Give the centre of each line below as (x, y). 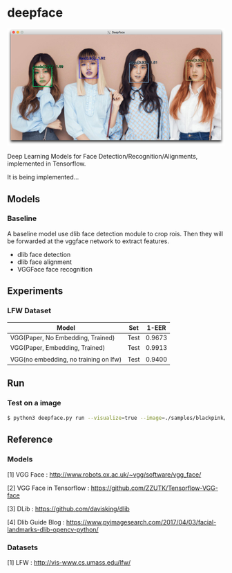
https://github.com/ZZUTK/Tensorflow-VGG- (155, 488)
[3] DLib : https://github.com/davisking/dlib (68, 509)
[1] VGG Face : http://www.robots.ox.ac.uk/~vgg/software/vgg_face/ (104, 474)
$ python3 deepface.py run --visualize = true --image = (86, 418)
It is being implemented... (43, 177)
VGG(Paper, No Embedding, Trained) (62, 338)
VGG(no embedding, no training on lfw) (66, 360)
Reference (30, 440)
